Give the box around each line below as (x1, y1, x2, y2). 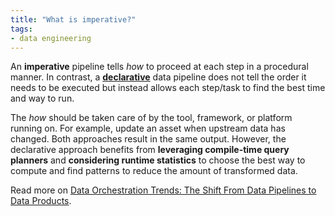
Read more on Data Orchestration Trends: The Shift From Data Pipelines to (10, 184, 317, 196)
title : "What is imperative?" (10, 14, 137, 25)
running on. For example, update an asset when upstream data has (10, 122, 286, 135)
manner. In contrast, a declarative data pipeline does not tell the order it (10, 71, 307, 83)
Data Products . (10, 195, 72, 207)
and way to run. (10, 92, 75, 105)
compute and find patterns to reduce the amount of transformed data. (10, 165, 298, 177)
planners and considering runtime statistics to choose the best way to (10, 154, 306, 166)
